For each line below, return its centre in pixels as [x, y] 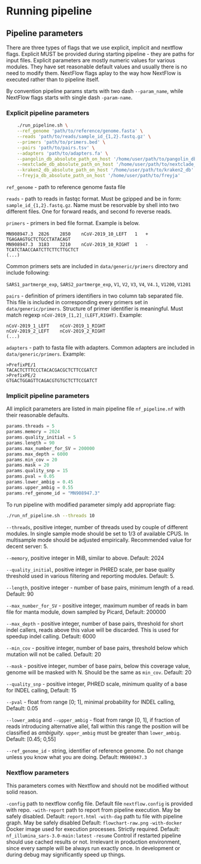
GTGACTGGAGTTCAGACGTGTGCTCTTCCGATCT [52, 381]
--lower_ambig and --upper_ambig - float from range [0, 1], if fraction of [93, 720]
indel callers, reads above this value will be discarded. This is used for [93, 630]
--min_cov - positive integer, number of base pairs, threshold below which [97, 648]
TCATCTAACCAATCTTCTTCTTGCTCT [42, 250]
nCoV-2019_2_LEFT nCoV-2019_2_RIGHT [56, 331]
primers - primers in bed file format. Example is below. [73, 223]
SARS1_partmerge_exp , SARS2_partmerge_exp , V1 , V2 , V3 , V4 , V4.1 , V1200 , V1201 [99, 284]
